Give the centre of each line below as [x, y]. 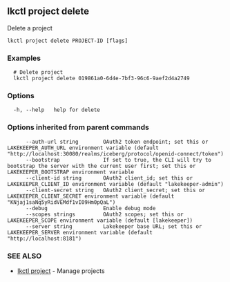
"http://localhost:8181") [44, 238]
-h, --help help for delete [57, 110]
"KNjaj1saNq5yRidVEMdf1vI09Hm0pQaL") [61, 202]
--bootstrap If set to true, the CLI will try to [118, 160]
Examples [24, 58]
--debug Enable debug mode [90, 208]
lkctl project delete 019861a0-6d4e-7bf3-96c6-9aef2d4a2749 [102, 79]
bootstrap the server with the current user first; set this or [102, 166]
